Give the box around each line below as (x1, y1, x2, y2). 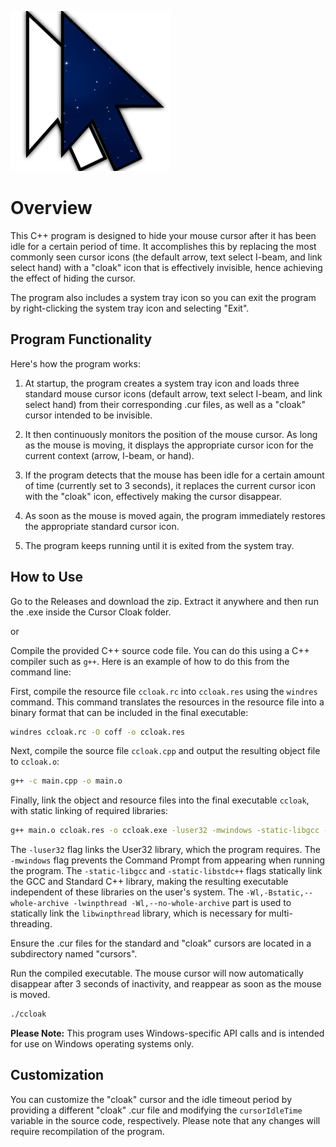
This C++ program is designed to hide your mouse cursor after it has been (10, 229, 317, 241)
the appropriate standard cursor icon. (24, 520, 180, 532)
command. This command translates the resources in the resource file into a (10, 696, 325, 708)
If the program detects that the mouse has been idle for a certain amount (24, 469, 325, 481)
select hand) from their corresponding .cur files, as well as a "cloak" (24, 398, 306, 410)
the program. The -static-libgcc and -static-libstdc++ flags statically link (10, 865, 323, 877)
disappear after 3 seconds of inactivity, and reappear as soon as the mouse (10, 978, 322, 990)
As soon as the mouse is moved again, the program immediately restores (24, 509, 326, 521)
